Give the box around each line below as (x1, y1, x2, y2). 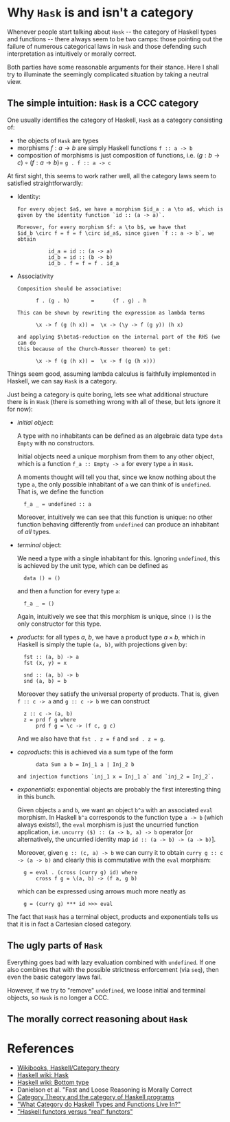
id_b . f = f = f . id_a (47, 260, 119, 266)
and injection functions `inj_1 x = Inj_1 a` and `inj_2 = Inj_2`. (16, 773, 214, 780)
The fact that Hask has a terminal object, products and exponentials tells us (7, 912, 218, 920)
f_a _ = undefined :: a (23, 500, 91, 507)
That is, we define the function (16, 487, 104, 496)
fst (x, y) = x (23, 659, 67, 666)
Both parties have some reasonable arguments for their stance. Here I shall (7, 63, 220, 71)
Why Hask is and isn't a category (7, 5, 194, 21)
